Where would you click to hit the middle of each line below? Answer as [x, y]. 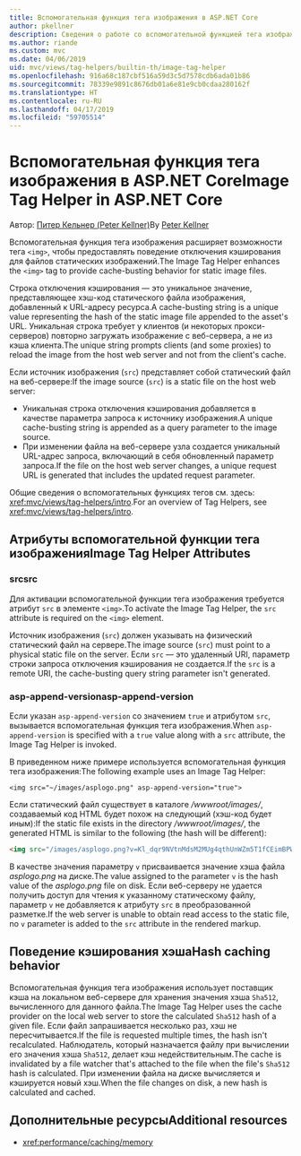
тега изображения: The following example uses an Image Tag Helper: [138, 772]
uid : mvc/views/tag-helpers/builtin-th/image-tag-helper [118, 68]
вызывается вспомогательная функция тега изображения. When [132, 726]
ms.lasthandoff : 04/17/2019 [62, 109]
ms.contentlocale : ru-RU [56, 101]
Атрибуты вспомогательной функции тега [134, 540]
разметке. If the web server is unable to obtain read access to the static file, [149, 914]
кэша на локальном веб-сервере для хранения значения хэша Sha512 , [144, 996]
